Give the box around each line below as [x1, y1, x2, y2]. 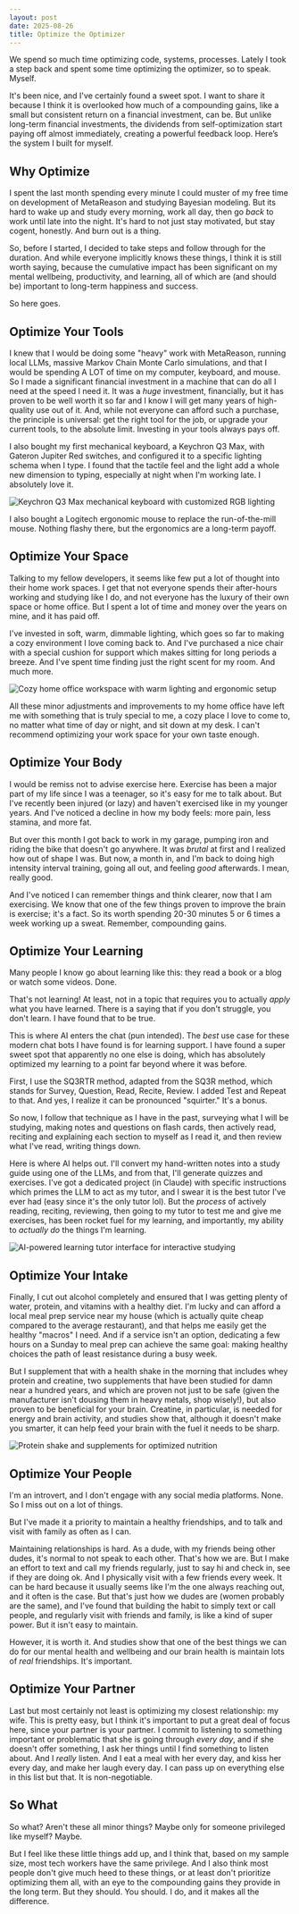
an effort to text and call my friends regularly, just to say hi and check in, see [9, 1563, 291, 1574]
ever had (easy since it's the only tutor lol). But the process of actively [9, 1196, 267, 1207]
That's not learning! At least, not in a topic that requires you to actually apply [9, 994, 291, 1005]
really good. [9, 872, 54, 883]
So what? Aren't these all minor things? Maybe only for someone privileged [9, 1821, 286, 1832]
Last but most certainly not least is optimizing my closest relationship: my [9, 1705, 279, 1716]
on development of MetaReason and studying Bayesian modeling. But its [9, 197, 277, 208]
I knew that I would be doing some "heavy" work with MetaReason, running [9, 348, 287, 358]
